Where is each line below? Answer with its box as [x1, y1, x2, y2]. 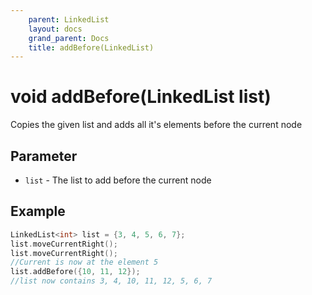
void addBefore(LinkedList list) [10, 86, 272, 108]
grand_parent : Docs [28, 33, 110, 43]
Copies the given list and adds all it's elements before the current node [10, 119, 303, 131]
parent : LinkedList [28, 14, 110, 25]
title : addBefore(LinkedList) [28, 42, 155, 53]
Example [10, 203, 66, 220]
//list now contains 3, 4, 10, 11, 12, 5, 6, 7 [10, 276, 213, 286]
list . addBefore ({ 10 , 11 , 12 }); [10, 267, 141, 277]
